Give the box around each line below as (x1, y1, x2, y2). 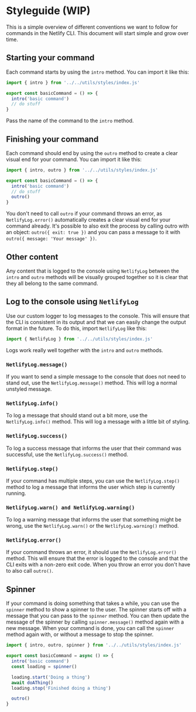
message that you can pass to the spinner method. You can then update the (6, 613, 190, 620)
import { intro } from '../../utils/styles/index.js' (6, 80, 140, 85)
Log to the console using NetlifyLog (6, 297, 139, 307)
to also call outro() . (6, 567, 54, 575)
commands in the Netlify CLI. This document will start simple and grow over (6, 29, 189, 36)
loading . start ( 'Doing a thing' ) (11, 674, 91, 680)
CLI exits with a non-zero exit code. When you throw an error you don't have (6, 561, 191, 568)
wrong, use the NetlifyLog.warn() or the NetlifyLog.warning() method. (6, 522, 180, 529)
